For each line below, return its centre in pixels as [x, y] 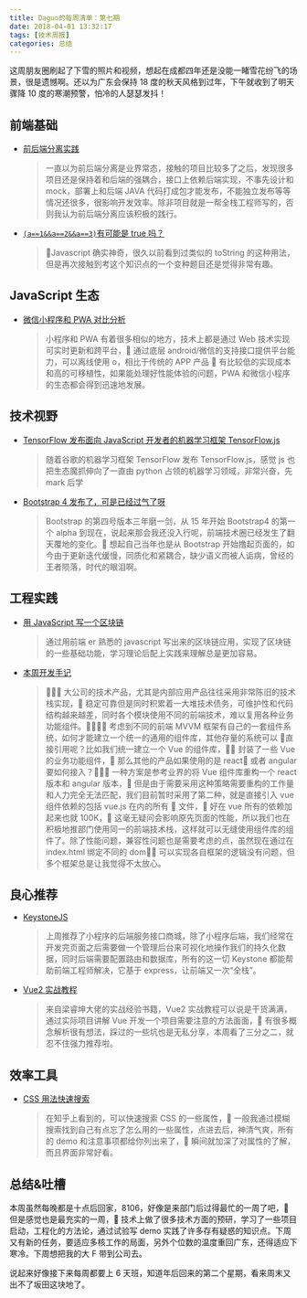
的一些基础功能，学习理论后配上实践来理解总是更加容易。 [153, 653]
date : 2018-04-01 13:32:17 [61, 27]
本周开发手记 [47, 672]
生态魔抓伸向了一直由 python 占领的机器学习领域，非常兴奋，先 [173, 471]
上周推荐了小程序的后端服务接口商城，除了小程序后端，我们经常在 [169, 936]
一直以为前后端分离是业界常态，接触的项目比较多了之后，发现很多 [169, 168]
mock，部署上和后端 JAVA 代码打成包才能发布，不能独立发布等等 [168, 191]
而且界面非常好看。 [82, 1153]
